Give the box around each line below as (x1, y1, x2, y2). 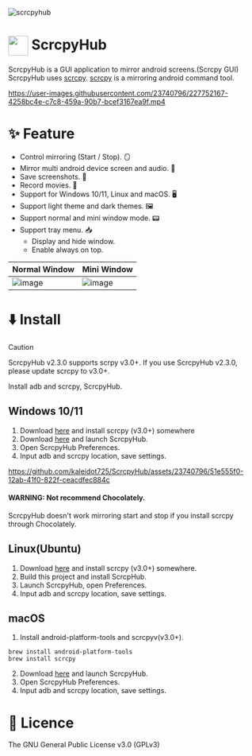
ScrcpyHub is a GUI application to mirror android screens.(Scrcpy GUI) (8, 64, 239, 74)
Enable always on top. (31, 245, 104, 254)
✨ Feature (8, 125, 75, 143)
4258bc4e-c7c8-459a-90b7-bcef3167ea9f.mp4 (8, 96, 166, 107)
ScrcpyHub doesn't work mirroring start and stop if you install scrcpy (8, 510, 234, 520)
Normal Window (12, 263, 75, 274)
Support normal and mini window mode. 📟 (19, 213, 160, 223)
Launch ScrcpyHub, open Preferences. (19, 580, 147, 590)
